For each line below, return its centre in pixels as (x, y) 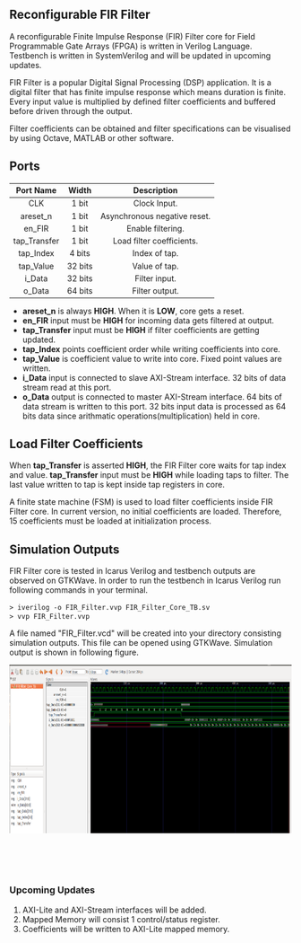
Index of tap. (155, 253)
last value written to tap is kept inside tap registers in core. (117, 485)
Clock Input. (155, 203)
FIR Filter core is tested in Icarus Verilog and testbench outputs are (133, 571)
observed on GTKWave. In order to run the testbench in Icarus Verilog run (145, 581)
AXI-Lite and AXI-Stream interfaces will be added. (115, 910)
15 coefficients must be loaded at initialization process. (111, 521)
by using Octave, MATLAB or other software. (92, 137)
